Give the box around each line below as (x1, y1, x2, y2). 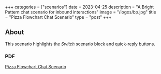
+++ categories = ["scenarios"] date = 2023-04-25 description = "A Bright (5, 4, 154, 10)
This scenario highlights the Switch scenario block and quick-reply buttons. (5, 41, 156, 47)
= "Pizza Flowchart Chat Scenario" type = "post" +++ (5, 14, 112, 20)
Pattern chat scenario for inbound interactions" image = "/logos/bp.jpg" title (5, 9, 156, 15)
